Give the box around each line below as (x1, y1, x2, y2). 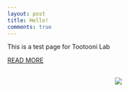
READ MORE (7, 56, 44, 65)
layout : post (7, 10, 46, 18)
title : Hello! (7, 17, 49, 24)
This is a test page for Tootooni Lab (7, 43, 111, 51)
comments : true (7, 23, 52, 30)
